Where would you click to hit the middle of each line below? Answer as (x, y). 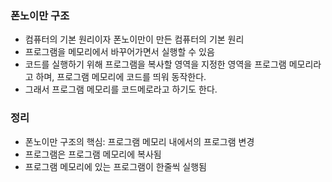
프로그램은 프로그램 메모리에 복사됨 (93, 154)
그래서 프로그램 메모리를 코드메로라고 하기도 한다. (121, 89)
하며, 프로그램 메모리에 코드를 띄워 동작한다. (121, 77)
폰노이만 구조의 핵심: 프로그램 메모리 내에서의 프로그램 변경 (139, 141)
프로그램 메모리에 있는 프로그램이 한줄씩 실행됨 (115, 166)
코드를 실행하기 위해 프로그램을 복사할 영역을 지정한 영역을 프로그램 (155, 64)
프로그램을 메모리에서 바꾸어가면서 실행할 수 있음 (119, 52)
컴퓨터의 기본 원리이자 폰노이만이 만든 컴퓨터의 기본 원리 (134, 39)
